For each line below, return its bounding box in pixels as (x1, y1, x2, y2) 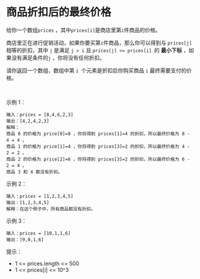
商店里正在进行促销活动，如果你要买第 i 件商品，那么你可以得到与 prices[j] (6, 39, 192, 46)
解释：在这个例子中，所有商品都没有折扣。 (6, 206, 96, 212)
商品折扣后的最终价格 (6, 5, 112, 19)
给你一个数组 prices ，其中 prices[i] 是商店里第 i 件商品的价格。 (6, 26, 161, 34)
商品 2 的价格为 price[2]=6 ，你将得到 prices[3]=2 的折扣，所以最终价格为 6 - (6, 156, 190, 162)
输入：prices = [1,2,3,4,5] (6, 193, 74, 199)
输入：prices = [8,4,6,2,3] (6, 111, 74, 117)
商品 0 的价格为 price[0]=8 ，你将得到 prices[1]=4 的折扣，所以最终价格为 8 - (6, 131, 190, 137)
